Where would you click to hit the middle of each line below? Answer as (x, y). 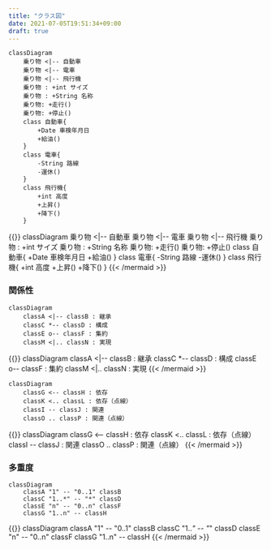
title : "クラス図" (37, 16)
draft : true (28, 31)
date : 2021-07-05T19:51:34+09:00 (65, 24)
